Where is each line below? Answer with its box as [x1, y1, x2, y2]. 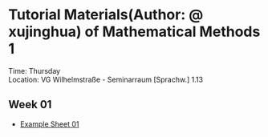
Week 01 [8, 98, 52, 111]
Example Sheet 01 [19, 119, 79, 129]
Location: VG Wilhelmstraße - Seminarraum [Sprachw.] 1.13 [8, 75, 203, 84]
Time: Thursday [8, 66, 61, 75]
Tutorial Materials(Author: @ [8, 6, 204, 24]
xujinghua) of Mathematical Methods [8, 22, 261, 41]
